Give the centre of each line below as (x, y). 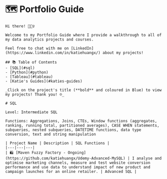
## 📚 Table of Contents (31, 62)
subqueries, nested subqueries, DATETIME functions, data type (73, 130)
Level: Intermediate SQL (31, 112)
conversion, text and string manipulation (51, 134)
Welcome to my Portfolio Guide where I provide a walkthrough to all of (83, 35)
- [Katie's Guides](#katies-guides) (44, 81)
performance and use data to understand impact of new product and (78, 167)
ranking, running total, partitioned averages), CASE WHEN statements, (82, 125)
